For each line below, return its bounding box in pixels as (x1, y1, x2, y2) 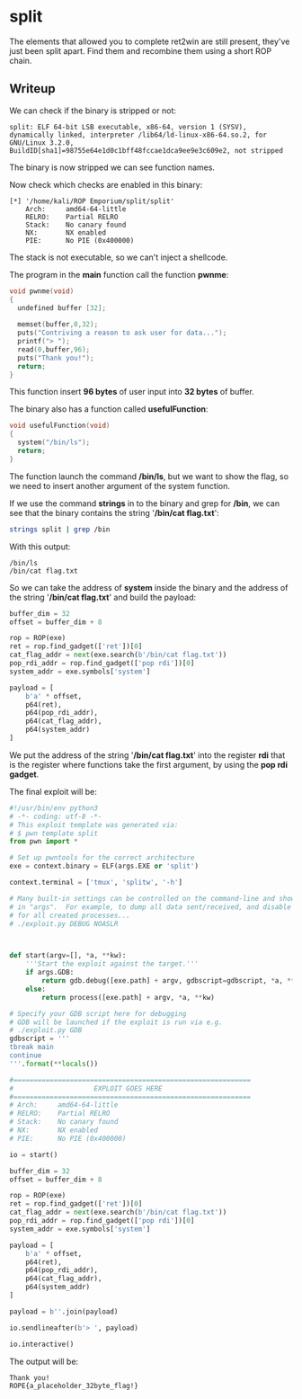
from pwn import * (9, 837, 78, 846)
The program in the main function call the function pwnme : (9, 269, 229, 280)
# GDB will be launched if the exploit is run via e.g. (9, 1018, 223, 1027)
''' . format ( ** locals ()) (9, 1059, 99, 1068)
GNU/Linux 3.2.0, (9, 138, 75, 147)
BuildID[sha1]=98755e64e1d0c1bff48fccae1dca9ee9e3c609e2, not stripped (9, 146, 283, 155)
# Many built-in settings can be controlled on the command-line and (9, 894, 276, 903)
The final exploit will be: (9, 786, 97, 797)
